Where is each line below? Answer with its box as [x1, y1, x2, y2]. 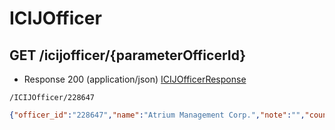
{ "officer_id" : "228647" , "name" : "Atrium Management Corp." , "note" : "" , [9, 110, 306, 120]
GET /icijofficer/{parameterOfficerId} [9, 47, 247, 64]
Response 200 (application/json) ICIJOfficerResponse [23, 73, 247, 85]
